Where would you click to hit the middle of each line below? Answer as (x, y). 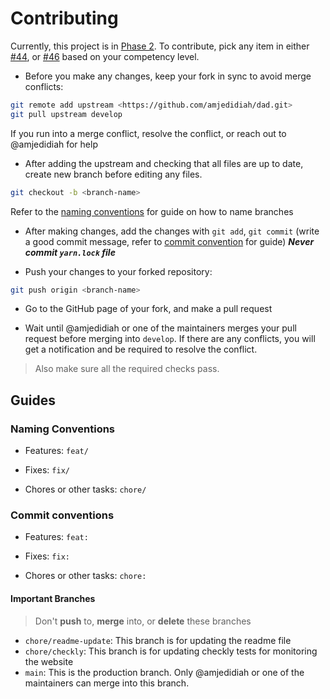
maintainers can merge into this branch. (107, 683)
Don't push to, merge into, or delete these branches (143, 621)
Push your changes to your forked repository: (118, 271)
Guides (33, 400)
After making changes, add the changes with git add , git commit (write (172, 231)
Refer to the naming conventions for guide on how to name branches (152, 211)
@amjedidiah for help (54, 144)
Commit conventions (62, 515)
